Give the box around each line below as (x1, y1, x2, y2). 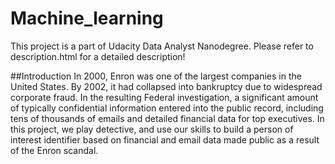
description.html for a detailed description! (10, 50, 186, 62)
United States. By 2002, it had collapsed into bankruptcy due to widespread (10, 80, 323, 92)
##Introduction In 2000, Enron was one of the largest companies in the (10, 70, 302, 82)
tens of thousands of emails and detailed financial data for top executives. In (10, 112, 325, 124)
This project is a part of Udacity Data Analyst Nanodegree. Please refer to (10, 40, 314, 52)
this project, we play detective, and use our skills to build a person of (10, 123, 294, 135)
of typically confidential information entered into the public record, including (10, 102, 324, 114)
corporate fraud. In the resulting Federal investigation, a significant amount (10, 91, 319, 103)
